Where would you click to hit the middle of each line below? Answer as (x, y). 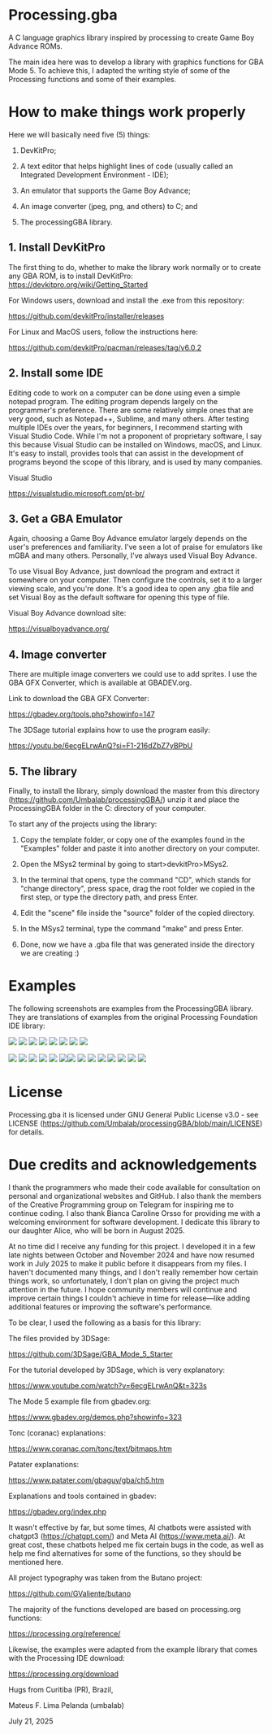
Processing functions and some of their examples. (93, 79)
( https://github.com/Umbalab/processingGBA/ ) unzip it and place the (124, 799)
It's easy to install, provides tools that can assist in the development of (126, 453)
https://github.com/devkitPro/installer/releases (86, 316)
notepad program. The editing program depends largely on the (113, 401)
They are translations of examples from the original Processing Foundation (133, 1017)
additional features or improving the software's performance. (110, 1306)
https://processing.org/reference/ (65, 1633)
